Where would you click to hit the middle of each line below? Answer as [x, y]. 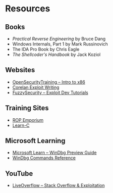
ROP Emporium [28, 120]
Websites [20, 70]
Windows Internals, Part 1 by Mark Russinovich [60, 44]
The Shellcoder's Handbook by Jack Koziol [56, 54]
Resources [28, 9]
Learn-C [21, 125]
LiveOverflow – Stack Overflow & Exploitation [58, 186]
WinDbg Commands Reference [44, 158]
